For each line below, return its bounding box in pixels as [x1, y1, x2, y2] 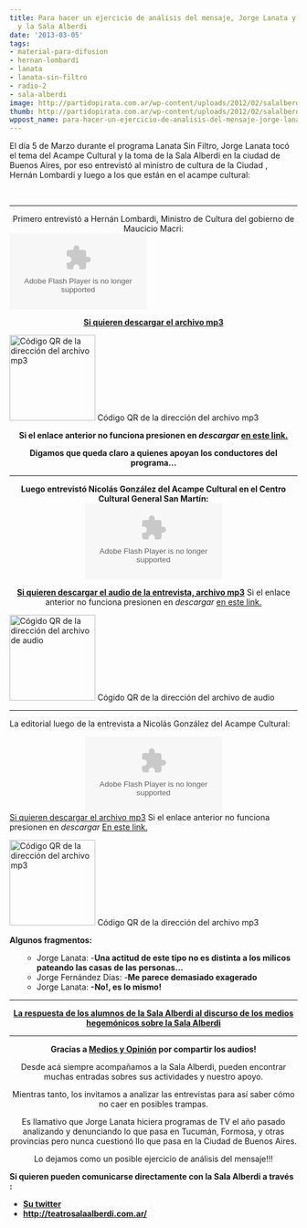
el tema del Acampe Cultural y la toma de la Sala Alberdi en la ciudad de [9, 150, 281, 161]
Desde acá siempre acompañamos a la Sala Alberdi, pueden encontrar [20, 1062, 287, 1073]
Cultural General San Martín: [98, 493, 209, 504]
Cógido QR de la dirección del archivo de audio [97, 692, 275, 704]
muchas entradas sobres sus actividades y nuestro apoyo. [44, 1071, 263, 1083]
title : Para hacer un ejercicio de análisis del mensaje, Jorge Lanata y [9, 13, 297, 23]
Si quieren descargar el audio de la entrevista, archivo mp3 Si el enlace [16, 587, 291, 598]
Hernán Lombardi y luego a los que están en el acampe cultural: [9, 170, 251, 181]
